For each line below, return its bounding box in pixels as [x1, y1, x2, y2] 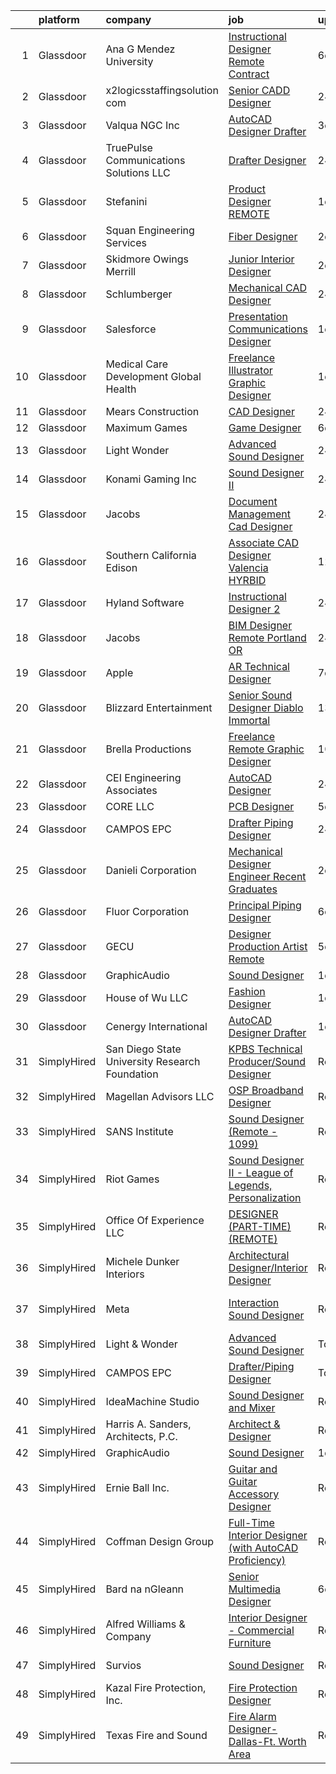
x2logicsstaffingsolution [105, 84, 219, 97]
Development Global [105, 370, 202, 383]
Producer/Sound [228, 1055, 306, 1068]
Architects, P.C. [105, 1430, 178, 1443]
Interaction [228, 1296, 280, 1309]
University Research [105, 1055, 201, 1068]
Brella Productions [105, 742, 192, 756]
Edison [105, 561, 138, 574]
